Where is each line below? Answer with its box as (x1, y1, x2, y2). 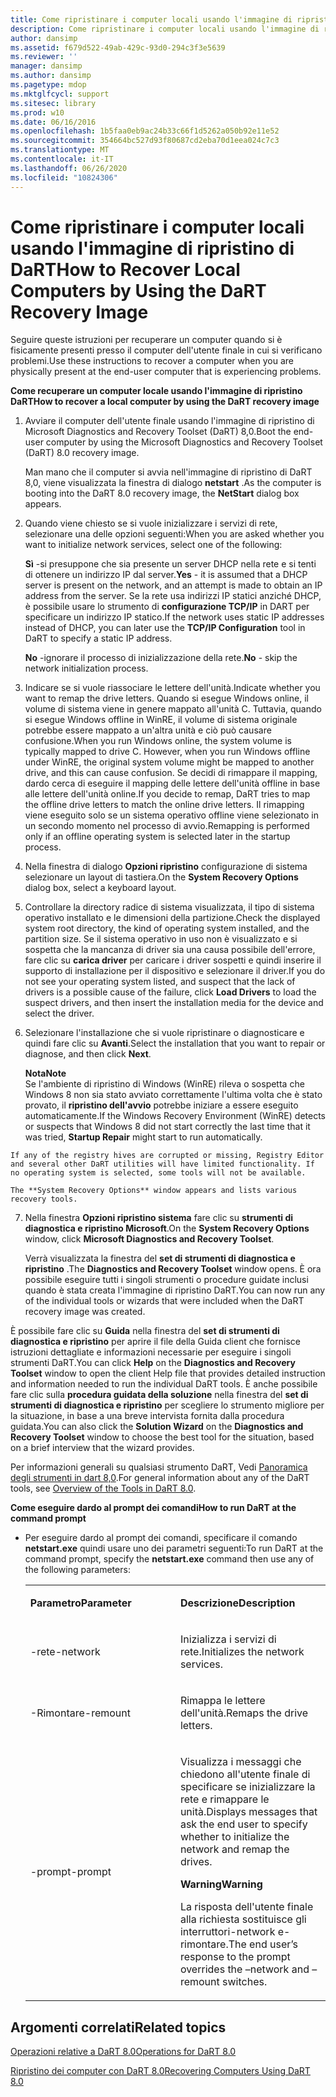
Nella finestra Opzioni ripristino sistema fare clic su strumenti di (24, 1212, 294, 1224)
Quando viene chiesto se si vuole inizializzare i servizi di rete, (24, 517, 278, 530)
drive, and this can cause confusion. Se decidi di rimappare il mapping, (24, 767, 318, 779)
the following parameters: (24, 1564, 131, 1576)
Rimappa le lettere (179, 1694, 266, 1708)
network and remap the (179, 1842, 290, 1856)
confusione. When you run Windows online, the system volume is (24, 735, 292, 747)
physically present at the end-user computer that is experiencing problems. (10, 366, 322, 378)
